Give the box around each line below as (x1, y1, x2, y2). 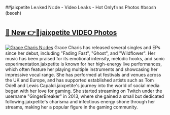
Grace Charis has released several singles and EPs (54, 44, 161, 50)
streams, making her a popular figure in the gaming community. (5, 104, 138, 110)
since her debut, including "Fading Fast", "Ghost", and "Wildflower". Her (5, 50, 156, 56)
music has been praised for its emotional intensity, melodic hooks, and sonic (5, 55, 165, 61)
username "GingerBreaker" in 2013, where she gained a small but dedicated (5, 93, 164, 99)
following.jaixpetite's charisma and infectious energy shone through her (5, 98, 155, 104)
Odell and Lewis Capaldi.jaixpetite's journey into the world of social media (5, 82, 160, 88)
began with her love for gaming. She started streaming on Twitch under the (5, 88, 162, 94)
